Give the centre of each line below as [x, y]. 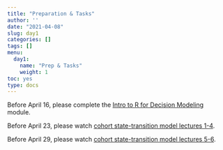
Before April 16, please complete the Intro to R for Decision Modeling [106, 105]
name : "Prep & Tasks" [51, 66]
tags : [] [20, 46]
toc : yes [20, 78]
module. [19, 112]
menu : [15, 53]
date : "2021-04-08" [36, 27]
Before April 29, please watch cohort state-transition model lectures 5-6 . [111, 140]
